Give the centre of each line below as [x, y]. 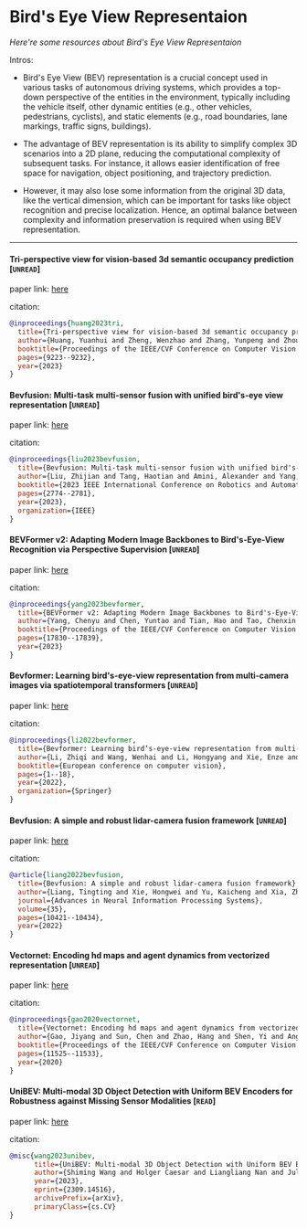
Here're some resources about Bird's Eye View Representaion [126, 42]
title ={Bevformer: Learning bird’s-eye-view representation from [145, 748]
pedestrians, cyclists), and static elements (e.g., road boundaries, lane [155, 116]
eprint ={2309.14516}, [75, 1190]
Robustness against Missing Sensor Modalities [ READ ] [113, 1101]
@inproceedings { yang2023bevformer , [77, 604]
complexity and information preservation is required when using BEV [152, 219]
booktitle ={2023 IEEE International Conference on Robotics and [143, 485]
